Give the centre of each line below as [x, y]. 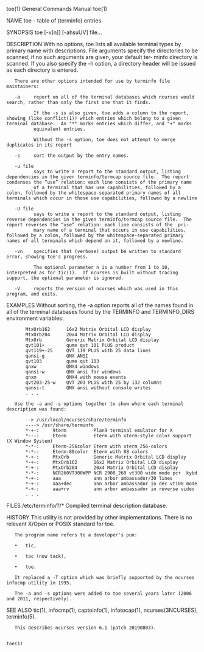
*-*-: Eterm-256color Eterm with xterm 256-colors [96, 446]
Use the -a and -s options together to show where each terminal [99, 404]
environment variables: [35, 318]
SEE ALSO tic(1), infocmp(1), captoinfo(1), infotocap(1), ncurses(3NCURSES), [102, 610]
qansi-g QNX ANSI [57, 356]
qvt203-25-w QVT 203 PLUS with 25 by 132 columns [94, 383]
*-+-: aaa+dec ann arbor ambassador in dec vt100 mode [111, 484]
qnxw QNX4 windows [62, 367]
